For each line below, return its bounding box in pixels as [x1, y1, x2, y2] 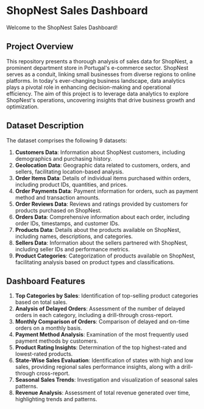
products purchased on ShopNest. [15, 206, 102, 214]
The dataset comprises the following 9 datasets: [6, 136, 128, 144]
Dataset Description [6, 121, 84, 131]
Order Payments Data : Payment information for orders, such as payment [15, 187, 199, 195]
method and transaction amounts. [15, 194, 100, 201]
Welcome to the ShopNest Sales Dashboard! [6, 24, 118, 31]
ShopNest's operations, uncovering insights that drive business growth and [6, 96, 195, 103]
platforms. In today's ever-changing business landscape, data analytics [6, 77, 186, 84]
